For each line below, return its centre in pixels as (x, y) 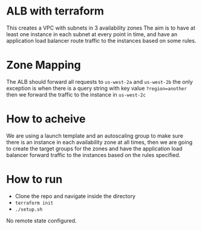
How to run (34, 179)
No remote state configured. (41, 220)
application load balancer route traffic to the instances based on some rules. (101, 40)
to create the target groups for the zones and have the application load (94, 149)
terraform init (34, 203)
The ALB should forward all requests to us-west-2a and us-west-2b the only (100, 81)
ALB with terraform (55, 11)
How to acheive (46, 119)
